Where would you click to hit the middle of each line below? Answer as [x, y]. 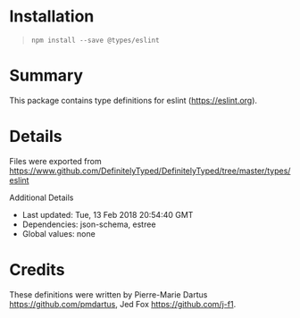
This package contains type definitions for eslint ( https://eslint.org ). [133, 100]
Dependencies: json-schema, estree [89, 224]
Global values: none [58, 233]
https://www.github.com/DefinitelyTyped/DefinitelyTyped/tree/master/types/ [150, 171]
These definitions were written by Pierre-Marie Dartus [108, 294]
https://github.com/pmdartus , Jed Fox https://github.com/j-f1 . [123, 304]
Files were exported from [55, 161]
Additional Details [42, 197]
